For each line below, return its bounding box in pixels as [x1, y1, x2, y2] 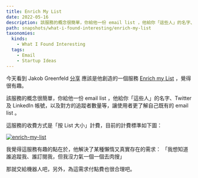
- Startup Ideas [16, 58, 57, 63]
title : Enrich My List [6, 8, 62, 15]
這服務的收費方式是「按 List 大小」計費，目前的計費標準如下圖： [6, 122, 163, 129]
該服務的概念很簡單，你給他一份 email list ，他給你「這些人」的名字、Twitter [6, 95, 192, 102]
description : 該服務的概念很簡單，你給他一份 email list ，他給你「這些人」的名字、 [6, 19, 195, 25]
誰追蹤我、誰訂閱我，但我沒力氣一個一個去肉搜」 [6, 153, 125, 160]
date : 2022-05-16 [6, 14, 49, 20]
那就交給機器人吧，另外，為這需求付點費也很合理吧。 [6, 165, 136, 172]
